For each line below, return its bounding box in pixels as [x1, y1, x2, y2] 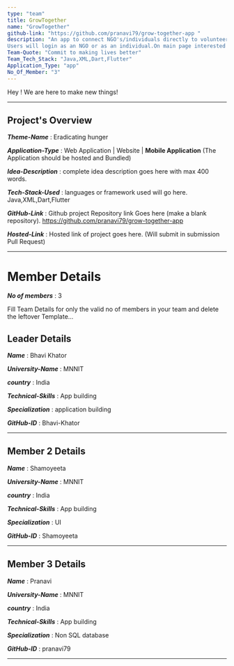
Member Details [7, 268, 102, 285]
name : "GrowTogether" [7, 23, 70, 30]
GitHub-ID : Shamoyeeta [7, 531, 78, 540]
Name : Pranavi [7, 577, 52, 585]
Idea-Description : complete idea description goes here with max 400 [7, 167, 209, 176]
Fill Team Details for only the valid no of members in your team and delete [7, 305, 219, 314]
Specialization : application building [7, 405, 111, 414]
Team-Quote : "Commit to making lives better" [7, 50, 141, 56]
